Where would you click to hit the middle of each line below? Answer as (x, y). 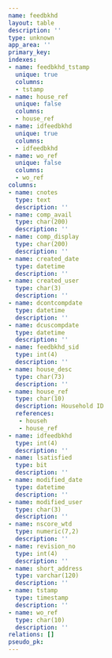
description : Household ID (60, 406)
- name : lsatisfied (40, 458)
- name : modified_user (45, 502)
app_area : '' (30, 45)
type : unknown (32, 38)
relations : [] (32, 635)
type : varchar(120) (47, 576)
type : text (33, 200)
